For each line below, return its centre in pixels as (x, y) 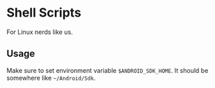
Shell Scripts (44, 13)
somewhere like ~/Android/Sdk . (51, 78)
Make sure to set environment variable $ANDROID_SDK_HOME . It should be (107, 70)
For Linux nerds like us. (40, 32)
